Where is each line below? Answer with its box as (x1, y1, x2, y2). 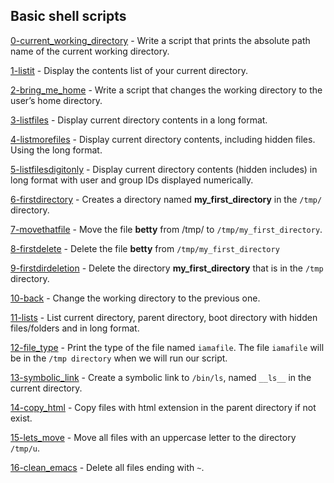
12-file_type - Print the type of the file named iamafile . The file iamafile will (10, 341, 325, 353)
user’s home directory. (10, 94, 103, 106)
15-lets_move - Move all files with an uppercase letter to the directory (10, 431, 297, 443)
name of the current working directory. (10, 45, 170, 57)
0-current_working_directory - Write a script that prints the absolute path (10, 34, 311, 46)
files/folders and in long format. (10, 322, 140, 334)
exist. (10, 412, 33, 424)
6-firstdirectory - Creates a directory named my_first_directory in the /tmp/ (10, 193, 323, 205)
